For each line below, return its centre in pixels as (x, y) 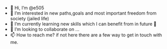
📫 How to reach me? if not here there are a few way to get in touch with (86, 35)
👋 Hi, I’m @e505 (27, 8)
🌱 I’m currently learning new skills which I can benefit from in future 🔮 (83, 24)
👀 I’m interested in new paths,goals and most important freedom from (83, 13)
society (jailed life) (30, 18)
